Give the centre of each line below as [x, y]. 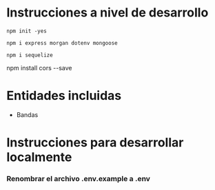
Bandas [27, 114]
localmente [39, 157]
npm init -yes [27, 31]
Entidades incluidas [64, 96]
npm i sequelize [30, 55]
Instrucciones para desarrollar [95, 143]
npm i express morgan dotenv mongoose [62, 43]
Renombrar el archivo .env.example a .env [79, 178]
